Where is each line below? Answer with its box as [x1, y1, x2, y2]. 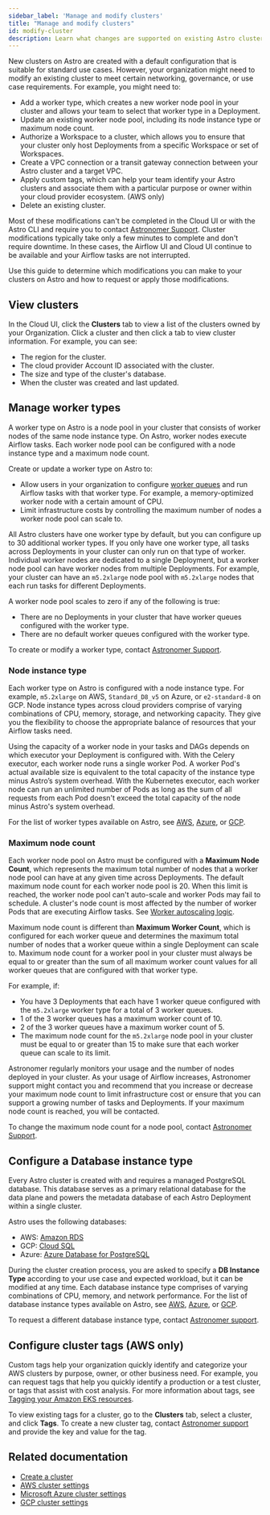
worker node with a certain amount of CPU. [19, 497, 164, 506]
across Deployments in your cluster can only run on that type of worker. [8, 546, 247, 556]
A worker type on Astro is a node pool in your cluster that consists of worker [8, 422, 261, 432]
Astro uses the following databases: [8, 1217, 127, 1226]
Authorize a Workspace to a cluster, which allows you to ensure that [19, 132, 245, 142]
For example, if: [8, 981, 60, 991]
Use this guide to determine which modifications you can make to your [8, 266, 243, 276]
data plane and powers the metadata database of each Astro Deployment [8, 1192, 252, 1202]
